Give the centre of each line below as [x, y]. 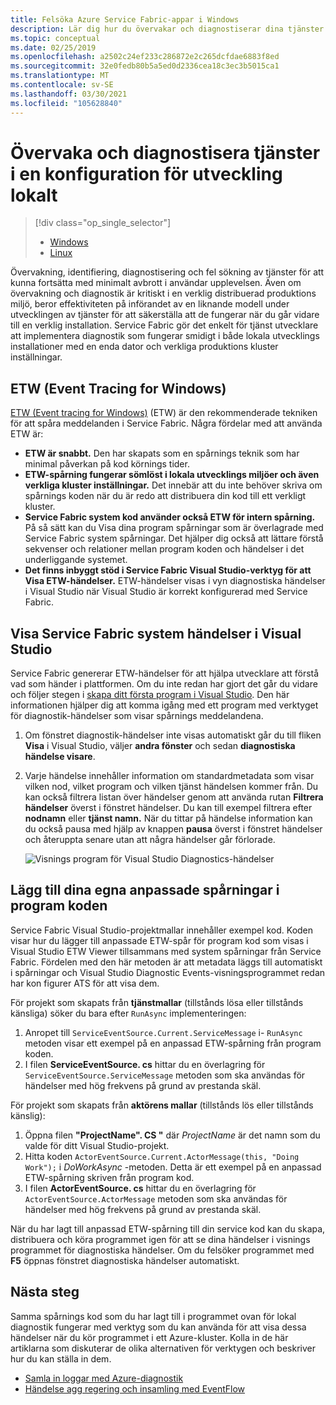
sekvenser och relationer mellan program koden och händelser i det [164, 549]
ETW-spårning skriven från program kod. [109, 1177]
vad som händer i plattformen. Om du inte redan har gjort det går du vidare [164, 684]
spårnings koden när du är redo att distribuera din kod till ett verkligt [165, 496]
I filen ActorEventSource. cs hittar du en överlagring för [140, 1188]
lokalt [34, 195]
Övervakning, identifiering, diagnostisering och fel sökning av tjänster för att [167, 272]
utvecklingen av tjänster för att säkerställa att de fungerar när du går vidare [165, 315]
